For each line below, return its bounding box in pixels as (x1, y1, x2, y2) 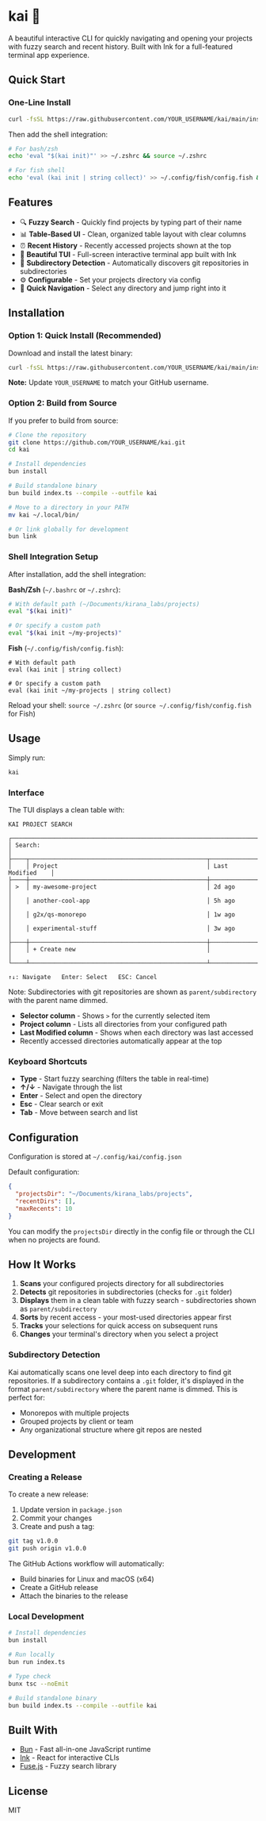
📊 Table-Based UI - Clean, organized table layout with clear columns (19, 229, 247, 239)
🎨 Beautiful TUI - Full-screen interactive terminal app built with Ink (19, 249, 237, 259)
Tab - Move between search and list (19, 1108, 139, 1117)
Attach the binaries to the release (19, 1591, 128, 1601)
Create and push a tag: (19, 1522, 95, 1531)
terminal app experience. (8, 50, 89, 60)
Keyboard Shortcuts (8, 1056, 88, 1066)
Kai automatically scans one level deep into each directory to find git (8, 1367, 232, 1377)
